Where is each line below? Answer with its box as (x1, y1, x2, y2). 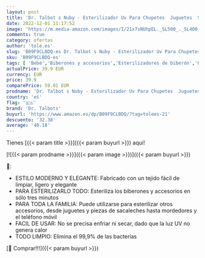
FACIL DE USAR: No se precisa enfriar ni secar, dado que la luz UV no (15, 220, 190, 228)
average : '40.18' (6, 123, 51, 129)
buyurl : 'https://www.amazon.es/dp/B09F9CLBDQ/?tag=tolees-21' (6, 111, 171, 117)
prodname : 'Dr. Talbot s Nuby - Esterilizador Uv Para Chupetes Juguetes (6, 88, 201, 95)
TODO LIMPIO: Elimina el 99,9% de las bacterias (15, 233, 137, 240)
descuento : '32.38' (6, 116, 56, 123)
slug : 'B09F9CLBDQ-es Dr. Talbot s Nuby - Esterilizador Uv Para (6, 49, 176, 55)
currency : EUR (6, 71, 43, 77)
